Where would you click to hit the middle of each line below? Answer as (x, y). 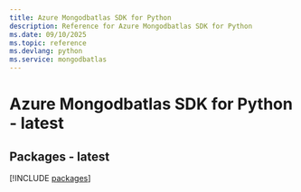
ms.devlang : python (46, 51)
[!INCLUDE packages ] (50, 178)
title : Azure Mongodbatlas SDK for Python (90, 18)
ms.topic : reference (48, 43)
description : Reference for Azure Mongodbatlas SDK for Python (131, 26)
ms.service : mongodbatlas (58, 59)
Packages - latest (60, 156)
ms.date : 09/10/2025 (48, 34)
